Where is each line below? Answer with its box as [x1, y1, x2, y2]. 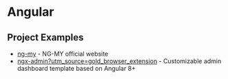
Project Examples [7, 32, 84, 43]
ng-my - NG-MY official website [17, 49, 109, 58]
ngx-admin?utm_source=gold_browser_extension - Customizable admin [17, 57, 222, 65]
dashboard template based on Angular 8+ [17, 65, 136, 72]
